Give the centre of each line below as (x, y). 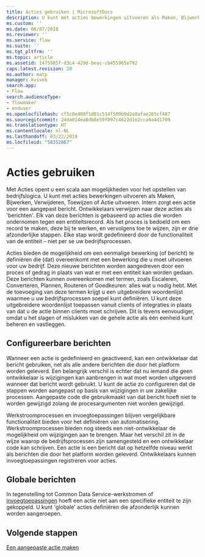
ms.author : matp (27, 74)
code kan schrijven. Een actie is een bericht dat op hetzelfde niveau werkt (99, 447)
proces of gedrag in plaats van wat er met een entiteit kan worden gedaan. (100, 272)
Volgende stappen (42, 533)
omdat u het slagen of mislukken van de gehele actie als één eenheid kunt (100, 318)
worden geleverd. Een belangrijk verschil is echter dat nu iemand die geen (99, 371)
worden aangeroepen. (34, 514)
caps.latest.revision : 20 (39, 69)
